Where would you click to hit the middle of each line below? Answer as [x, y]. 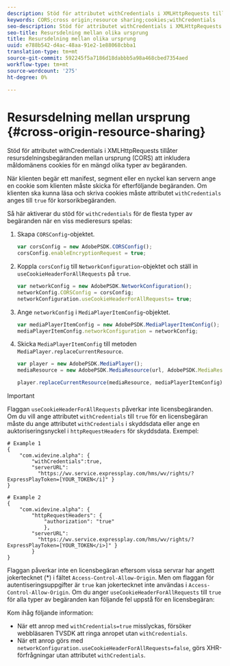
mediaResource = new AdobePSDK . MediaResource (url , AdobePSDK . [107, 370]
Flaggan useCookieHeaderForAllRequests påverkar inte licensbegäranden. [110, 409]
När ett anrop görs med [50, 641]
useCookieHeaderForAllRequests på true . [74, 274]
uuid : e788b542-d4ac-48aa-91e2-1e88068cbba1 [72, 45]
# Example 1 [24, 444]
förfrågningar [36, 655]
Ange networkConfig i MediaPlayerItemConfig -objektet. [93, 312]
